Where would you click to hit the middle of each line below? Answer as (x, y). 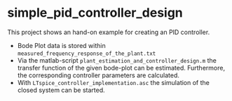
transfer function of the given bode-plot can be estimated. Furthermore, (121, 68)
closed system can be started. (61, 90)
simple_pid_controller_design (95, 13)
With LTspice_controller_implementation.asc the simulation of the (114, 82)
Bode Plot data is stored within (62, 45)
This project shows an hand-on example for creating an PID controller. (109, 32)
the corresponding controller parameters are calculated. (98, 75)
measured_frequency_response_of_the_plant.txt (87, 54)
